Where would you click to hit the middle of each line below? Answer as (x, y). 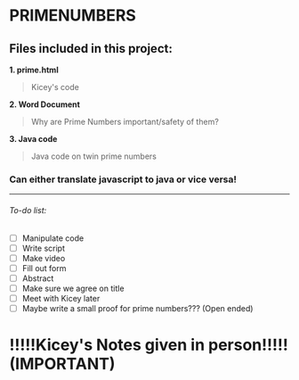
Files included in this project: (91, 49)
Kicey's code (55, 87)
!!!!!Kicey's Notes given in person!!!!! (149, 345)
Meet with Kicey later (61, 298)
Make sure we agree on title (73, 288)
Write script (43, 248)
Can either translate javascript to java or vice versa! (123, 179)
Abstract (38, 278)
